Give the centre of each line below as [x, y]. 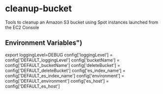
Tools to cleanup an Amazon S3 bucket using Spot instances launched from [82, 22]
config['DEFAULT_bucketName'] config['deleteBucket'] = [63, 65]
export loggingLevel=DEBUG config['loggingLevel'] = [59, 55]
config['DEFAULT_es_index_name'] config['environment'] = [65, 76]
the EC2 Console [22, 27]
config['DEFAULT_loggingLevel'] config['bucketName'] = [62, 60]
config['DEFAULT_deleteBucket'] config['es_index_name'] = [66, 70]
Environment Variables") [44, 43]
